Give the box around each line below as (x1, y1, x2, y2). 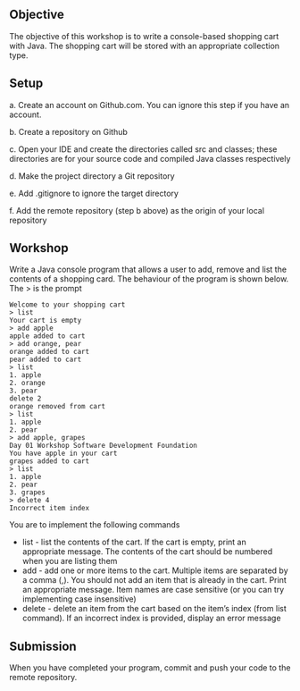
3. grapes (9, 488, 46, 497)
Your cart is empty (9, 316, 82, 325)
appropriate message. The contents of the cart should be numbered (21, 546, 273, 557)
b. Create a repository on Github (9, 126, 128, 137)
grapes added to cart (9, 457, 90, 466)
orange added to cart (9, 348, 90, 357)
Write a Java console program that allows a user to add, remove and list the (9, 264, 287, 275)
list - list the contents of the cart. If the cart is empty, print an (21, 536, 247, 548)
